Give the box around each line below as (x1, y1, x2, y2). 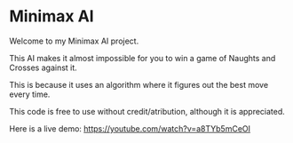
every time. (9, 89, 51, 99)
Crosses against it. (9, 62, 77, 73)
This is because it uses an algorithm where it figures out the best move (9, 79, 269, 90)
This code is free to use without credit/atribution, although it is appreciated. (9, 106, 286, 116)
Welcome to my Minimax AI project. (9, 36, 139, 46)
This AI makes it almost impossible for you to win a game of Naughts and (9, 52, 276, 63)
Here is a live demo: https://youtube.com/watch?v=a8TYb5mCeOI (9, 123, 251, 134)
